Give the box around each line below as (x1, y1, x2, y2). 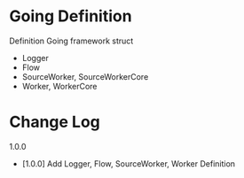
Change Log (9, 112, 100, 132)
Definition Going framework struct (9, 35, 134, 46)
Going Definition (9, 6, 132, 27)
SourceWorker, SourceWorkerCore (21, 71, 149, 81)
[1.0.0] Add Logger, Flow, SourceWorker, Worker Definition (21, 158, 236, 169)
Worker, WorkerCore (21, 81, 98, 91)
